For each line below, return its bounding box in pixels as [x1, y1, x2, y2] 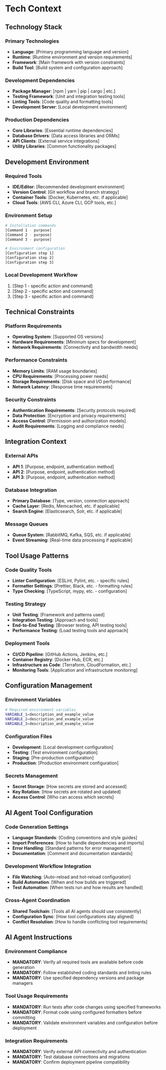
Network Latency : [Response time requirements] [12, 383, 113, 389]
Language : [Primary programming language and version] [12, 49, 129, 54]
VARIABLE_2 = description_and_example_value [5, 717, 94, 722]
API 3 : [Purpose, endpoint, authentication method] [12, 474, 115, 480]
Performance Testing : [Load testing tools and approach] [12, 628, 128, 634]
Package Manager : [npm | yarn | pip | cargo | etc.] [12, 88, 116, 94]
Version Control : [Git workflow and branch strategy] [12, 189, 120, 195]
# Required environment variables [5, 707, 77, 712]
